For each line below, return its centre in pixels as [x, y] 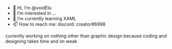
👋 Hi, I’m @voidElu [32, 8]
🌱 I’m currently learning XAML [44, 18]
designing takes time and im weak [41, 41]
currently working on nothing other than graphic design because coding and [86, 36]
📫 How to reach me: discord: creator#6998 [59, 24]
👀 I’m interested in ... [34, 13]
